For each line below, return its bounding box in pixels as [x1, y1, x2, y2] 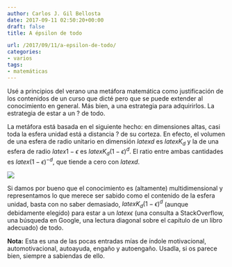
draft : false [7, 23, 45, 30]
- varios [7, 55, 33, 62]
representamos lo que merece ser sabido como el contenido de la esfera [7, 191, 215, 200]
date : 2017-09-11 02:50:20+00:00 [7, 17, 104, 24]
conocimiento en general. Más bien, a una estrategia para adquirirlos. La [7, 101, 215, 110]
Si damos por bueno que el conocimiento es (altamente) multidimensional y [7, 184, 224, 192]
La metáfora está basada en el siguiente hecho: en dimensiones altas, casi [7, 122, 221, 130]
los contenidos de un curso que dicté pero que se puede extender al [7, 94, 204, 103]
